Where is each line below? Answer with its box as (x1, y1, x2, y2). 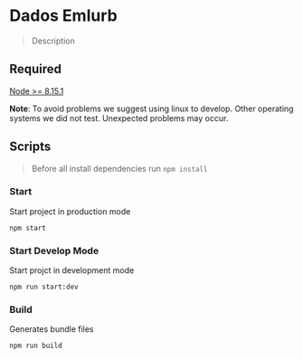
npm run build (9, 341, 63, 351)
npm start (9, 223, 47, 232)
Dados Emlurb (9, 5, 118, 26)
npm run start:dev (9, 282, 79, 292)
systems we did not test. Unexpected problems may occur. (9, 112, 229, 123)
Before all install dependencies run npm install (31, 163, 208, 174)
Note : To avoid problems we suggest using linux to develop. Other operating (9, 103, 294, 114)
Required (9, 61, 62, 77)
